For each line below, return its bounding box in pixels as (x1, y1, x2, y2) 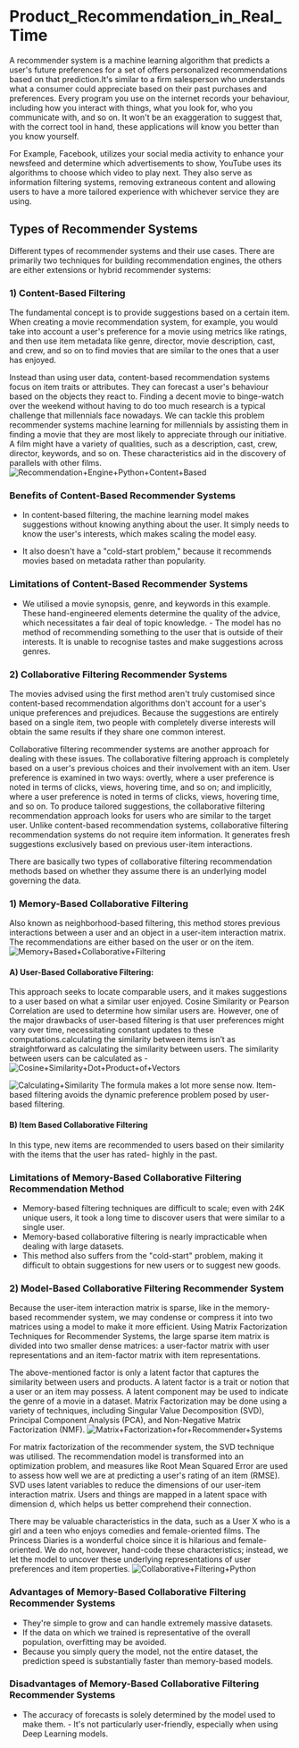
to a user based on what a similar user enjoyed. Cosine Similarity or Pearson (9, 996, 290, 1007)
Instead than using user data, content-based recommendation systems (9, 372, 270, 383)
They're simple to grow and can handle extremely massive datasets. (21, 1617, 274, 1628)
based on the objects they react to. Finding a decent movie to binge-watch (9, 391, 284, 402)
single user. (21, 1221, 65, 1232)
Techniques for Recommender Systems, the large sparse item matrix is (9, 1331, 270, 1342)
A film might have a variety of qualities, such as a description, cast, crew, (9, 438, 278, 449)
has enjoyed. (9, 355, 56, 366)
